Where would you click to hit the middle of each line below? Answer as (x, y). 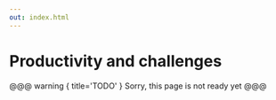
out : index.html (39, 17)
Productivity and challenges (116, 61)
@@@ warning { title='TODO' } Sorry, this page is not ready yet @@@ (138, 86)
